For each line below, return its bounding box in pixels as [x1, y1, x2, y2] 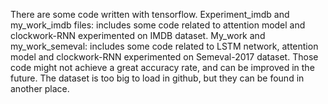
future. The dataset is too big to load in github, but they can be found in [10, 72, 305, 84]
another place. [10, 83, 70, 94]
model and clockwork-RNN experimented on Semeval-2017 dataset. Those [10, 51, 319, 63]
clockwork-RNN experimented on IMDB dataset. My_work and [10, 30, 266, 41]
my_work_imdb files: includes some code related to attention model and [10, 19, 306, 31]
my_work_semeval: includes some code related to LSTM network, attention [10, 40, 319, 52]
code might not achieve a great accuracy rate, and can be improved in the [10, 62, 315, 73]
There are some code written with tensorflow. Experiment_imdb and [10, 9, 290, 20]
